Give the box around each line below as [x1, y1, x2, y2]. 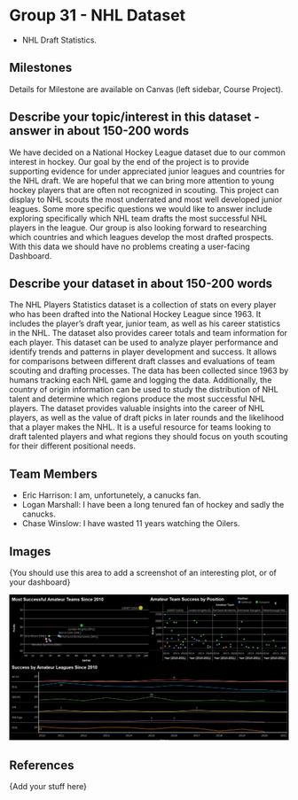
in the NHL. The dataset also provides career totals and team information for [9, 328, 288, 338]
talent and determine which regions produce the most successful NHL [9, 393, 266, 404]
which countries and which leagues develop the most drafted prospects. [9, 231, 274, 242]
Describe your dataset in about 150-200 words [9, 276, 273, 291]
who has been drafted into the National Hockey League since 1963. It [9, 309, 262, 320]
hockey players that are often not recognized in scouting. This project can [9, 184, 279, 195]
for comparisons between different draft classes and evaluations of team [9, 356, 276, 367]
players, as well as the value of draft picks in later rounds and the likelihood [9, 413, 285, 423]
